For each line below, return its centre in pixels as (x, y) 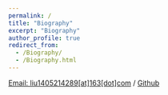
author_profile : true (44, 38)
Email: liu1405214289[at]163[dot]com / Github (84, 83)
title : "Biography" (41, 23)
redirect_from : (34, 46)
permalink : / (30, 16)
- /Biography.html (46, 61)
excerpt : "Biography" (44, 30)
